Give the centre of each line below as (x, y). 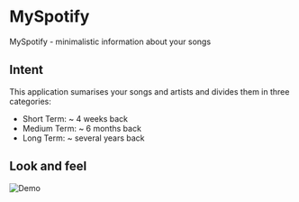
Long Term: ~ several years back (84, 138)
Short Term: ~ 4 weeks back (75, 118)
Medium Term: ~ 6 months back (82, 128)
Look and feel (48, 166)
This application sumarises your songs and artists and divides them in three (149, 91)
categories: (30, 101)
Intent (26, 70)
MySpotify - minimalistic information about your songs (110, 41)
